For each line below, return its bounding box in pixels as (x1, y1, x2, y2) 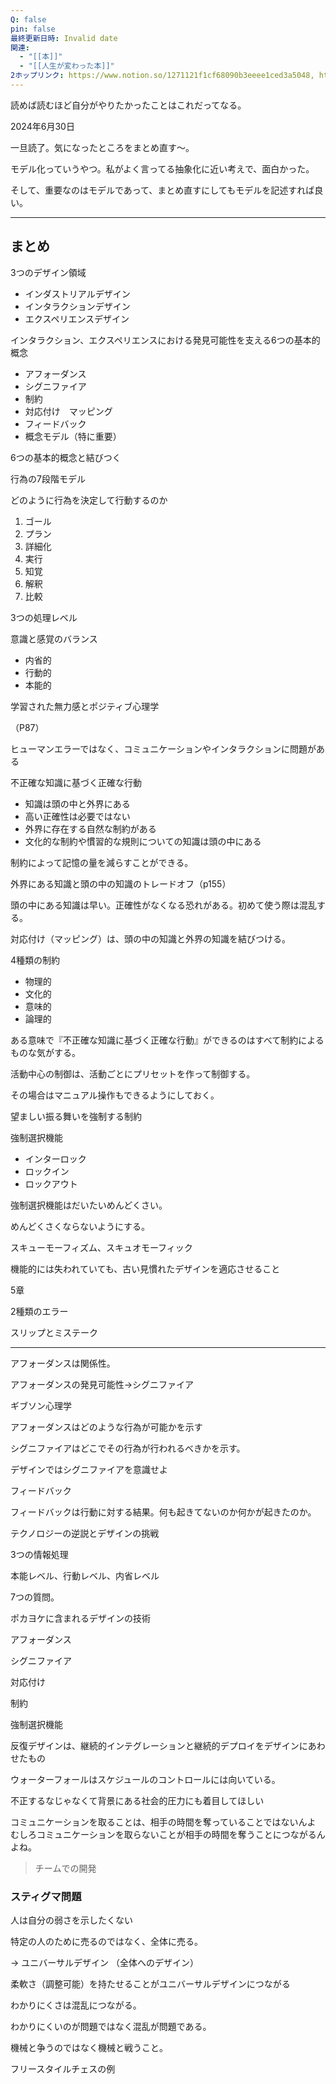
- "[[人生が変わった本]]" (19, 61, 115, 71)
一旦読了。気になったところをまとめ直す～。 (10, 141, 195, 153)
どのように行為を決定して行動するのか (10, 494, 168, 506)
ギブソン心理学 (10, 1399, 72, 1411)
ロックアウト (24, 1177, 78, 1190)
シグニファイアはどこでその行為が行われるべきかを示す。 (10, 1442, 246, 1454)
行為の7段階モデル (10, 472, 86, 485)
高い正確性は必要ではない (24, 810, 131, 822)
